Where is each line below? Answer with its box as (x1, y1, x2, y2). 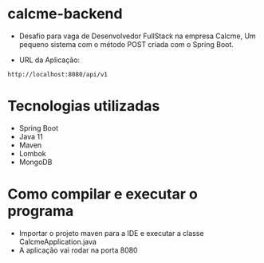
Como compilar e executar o (7, 185, 199, 203)
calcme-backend (7, 5, 123, 23)
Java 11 (18, 131, 43, 141)
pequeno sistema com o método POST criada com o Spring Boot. (18, 39, 234, 49)
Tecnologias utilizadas (7, 97, 160, 116)
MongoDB (18, 157, 53, 167)
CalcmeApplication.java (18, 237, 97, 246)
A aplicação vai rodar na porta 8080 (18, 245, 138, 255)
